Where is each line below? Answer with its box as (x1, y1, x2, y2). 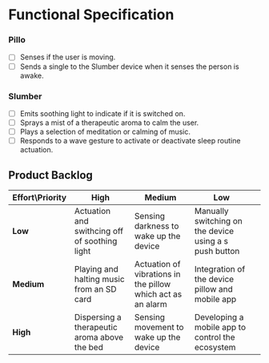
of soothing (74, 235, 118, 246)
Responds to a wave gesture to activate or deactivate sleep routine (19, 136, 241, 146)
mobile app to (194, 321, 247, 333)
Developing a (194, 311, 244, 322)
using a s (194, 235, 228, 246)
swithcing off (74, 225, 124, 236)
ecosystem (194, 341, 236, 353)
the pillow (134, 278, 171, 289)
